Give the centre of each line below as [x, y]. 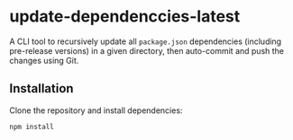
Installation [41, 88]
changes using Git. [44, 60]
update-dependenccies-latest [125, 17]
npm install [32, 127]
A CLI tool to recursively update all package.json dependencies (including [146, 41]
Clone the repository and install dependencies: [96, 110]
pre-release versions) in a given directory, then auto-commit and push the [147, 50]
